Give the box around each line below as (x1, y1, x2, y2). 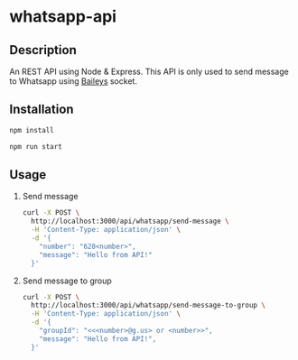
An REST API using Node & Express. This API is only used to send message (9, 66, 289, 77)
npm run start (9, 142, 63, 151)
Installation (9, 102, 74, 117)
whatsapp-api (9, 6, 117, 27)
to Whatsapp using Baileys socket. (9, 76, 138, 87)
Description (9, 42, 77, 58)
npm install (9, 125, 54, 134)
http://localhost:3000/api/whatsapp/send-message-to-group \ (31, 300, 266, 310)
